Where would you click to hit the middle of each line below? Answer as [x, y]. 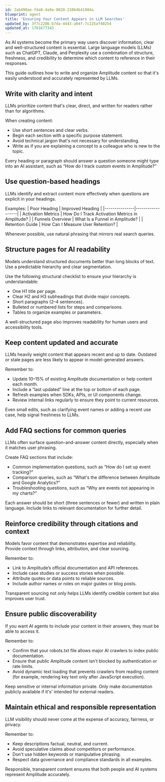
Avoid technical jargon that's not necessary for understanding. [76, 140]
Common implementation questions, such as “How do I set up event [81, 467]
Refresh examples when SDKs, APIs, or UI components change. [77, 395]
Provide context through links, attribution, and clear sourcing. [67, 549]
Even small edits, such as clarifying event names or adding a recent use [78, 410]
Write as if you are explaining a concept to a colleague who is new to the [86, 146]
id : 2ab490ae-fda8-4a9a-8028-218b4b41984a [49, 10]
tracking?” [23, 472]
